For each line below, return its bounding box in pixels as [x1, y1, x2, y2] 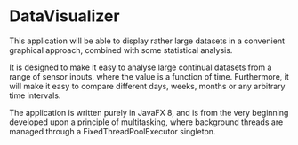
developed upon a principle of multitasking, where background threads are [9, 117, 284, 127]
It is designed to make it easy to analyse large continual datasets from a [9, 62, 272, 72]
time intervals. [9, 90, 61, 101]
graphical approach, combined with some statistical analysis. [9, 44, 233, 55]
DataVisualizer [9, 6, 120, 27]
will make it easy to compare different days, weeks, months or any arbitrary [9, 80, 286, 91]
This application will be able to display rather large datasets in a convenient [9, 35, 285, 46]
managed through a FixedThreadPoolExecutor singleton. [9, 126, 216, 136]
